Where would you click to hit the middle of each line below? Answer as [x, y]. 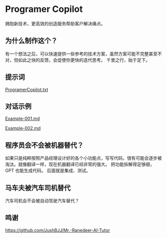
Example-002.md [23, 128]
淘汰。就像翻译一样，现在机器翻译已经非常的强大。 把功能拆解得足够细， [80, 164]
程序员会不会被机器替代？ [44, 145]
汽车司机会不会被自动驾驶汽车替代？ [42, 201]
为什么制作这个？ [31, 41]
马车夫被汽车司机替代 [38, 188]
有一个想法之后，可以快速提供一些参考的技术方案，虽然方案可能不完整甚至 [81, 54]
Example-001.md [22, 119]
